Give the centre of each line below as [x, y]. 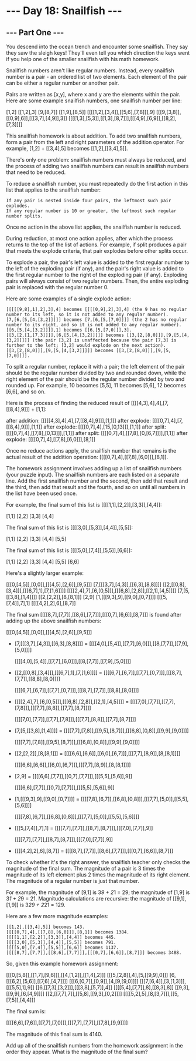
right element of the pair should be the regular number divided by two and [95, 379]
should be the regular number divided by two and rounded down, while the [96, 373]
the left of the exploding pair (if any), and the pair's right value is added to [95, 268]
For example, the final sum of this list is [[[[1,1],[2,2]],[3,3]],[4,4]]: [84, 505]
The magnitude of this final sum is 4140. [54, 1034]
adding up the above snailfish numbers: [54, 621]
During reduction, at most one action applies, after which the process [90, 238]
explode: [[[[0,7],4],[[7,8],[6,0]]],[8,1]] [51, 439]
